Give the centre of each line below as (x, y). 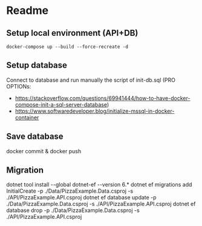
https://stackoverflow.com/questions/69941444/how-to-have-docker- (103, 98)
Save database (35, 137)
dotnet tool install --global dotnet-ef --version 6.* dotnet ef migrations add (99, 185)
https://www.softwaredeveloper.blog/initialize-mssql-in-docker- (95, 111)
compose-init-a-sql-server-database (61, 104)
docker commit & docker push (44, 151)
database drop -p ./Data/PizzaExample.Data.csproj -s (73, 210)
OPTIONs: (19, 86)
